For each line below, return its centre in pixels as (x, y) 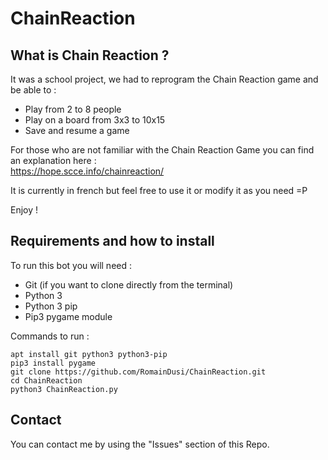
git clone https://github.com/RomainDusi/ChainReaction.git (138, 372)
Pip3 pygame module (68, 316)
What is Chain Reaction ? (90, 55)
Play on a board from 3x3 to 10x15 (95, 120)
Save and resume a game (77, 130)
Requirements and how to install (112, 241)
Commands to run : (50, 336)
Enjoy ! (24, 210)
